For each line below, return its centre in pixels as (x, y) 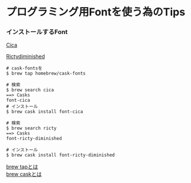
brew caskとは (24, 174)
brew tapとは (22, 167)
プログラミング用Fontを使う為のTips (96, 12)
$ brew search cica (30, 90)
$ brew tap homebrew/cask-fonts (46, 74)
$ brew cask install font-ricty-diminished (61, 155)
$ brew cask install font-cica (45, 112)
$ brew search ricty (32, 128)
